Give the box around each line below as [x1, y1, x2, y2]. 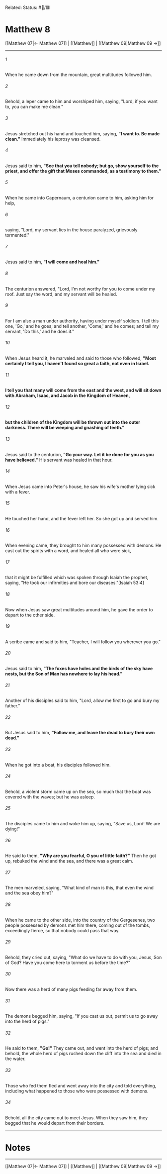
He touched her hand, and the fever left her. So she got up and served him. [5, 515, 159, 521]
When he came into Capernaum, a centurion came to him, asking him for [5, 195, 154, 200]
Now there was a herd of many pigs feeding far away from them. [5, 986, 138, 992]
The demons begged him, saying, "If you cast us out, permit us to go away [5, 1013, 158, 1019]
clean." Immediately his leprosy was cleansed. [5, 136, 101, 142]
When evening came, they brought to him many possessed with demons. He [5, 542, 162, 549]
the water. [5, 1056, 26, 1062]
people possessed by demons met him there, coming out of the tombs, [5, 922, 151, 928]
